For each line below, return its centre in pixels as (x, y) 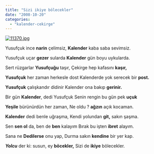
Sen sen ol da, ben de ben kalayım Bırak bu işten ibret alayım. (70, 126)
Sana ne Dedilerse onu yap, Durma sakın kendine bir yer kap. (69, 136)
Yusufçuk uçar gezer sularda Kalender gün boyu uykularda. (68, 58)
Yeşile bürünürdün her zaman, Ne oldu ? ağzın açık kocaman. (69, 107)
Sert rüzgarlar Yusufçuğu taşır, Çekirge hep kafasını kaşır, (66, 68)
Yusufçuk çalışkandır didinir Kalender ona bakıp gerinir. (64, 87)
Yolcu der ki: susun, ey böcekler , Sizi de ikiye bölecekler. (65, 146)
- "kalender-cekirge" (33, 24)
